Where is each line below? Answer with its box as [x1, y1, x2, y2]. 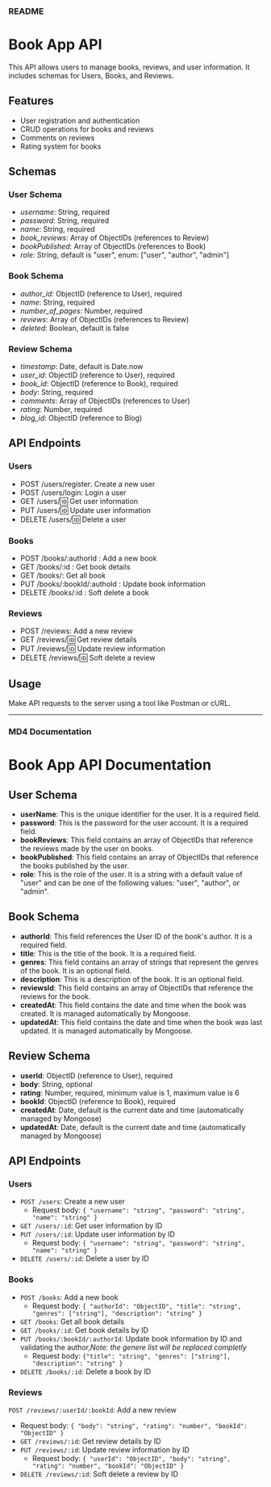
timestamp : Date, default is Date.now [19, 361, 144, 371]
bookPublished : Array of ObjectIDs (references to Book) [19, 242, 206, 251]
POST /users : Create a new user [19, 1197, 125, 1207]
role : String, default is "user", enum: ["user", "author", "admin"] [19, 250, 230, 260]
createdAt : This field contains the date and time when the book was [19, 1000, 247, 1010]
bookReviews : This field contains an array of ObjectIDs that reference [19, 834, 254, 845]
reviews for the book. [19, 991, 91, 1001]
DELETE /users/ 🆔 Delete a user [19, 515, 127, 524]
